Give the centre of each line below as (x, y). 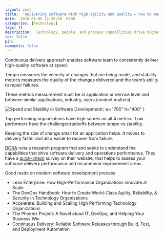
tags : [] (14, 28)
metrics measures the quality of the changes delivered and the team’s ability (82, 80)
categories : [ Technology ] (31, 23)
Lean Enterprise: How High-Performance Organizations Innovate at (80, 182)
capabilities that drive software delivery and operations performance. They (80, 153)
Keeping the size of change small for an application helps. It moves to (75, 133)
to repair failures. (22, 85)
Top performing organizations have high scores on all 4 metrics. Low (74, 118)
